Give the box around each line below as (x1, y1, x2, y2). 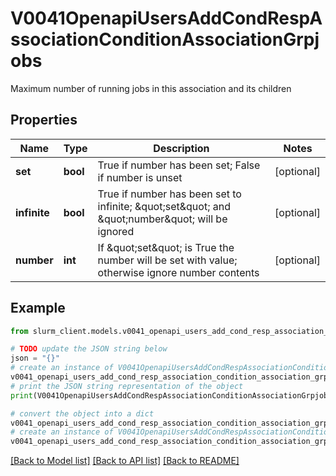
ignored (97, 224, 135, 238)
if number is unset (97, 170, 183, 184)
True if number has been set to (97, 187, 242, 201)
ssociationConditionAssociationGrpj (10, 28, 320, 51)
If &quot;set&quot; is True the (97, 240, 235, 254)
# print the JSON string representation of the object (10, 381, 244, 391)
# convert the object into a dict (10, 408, 155, 419)
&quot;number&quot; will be (97, 212, 228, 226)
